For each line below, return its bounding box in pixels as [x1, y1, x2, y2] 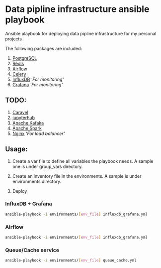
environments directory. [12, 178, 62, 184]
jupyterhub [12, 115, 35, 121]
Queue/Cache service [5, 247, 60, 254]
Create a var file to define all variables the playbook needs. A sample [12, 158, 154, 164]
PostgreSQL [12, 55, 37, 61]
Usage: [5, 145, 28, 153]
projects [5, 36, 22, 42]
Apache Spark [12, 125, 42, 131]
